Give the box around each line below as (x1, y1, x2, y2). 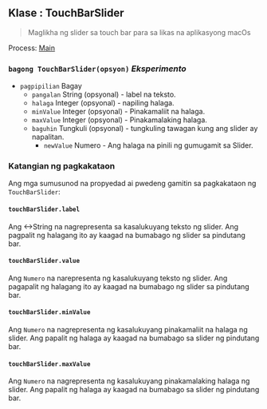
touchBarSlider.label (8, 205, 80, 213)
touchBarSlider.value (8, 257, 80, 265)
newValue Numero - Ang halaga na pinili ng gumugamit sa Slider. (43, 141, 253, 150)
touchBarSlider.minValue (8, 308, 91, 316)
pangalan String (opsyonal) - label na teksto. (31, 89, 177, 99)
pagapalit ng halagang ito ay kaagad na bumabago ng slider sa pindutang (8, 281, 249, 291)
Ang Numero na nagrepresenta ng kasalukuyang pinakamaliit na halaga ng (8, 325, 249, 335)
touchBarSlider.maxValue (8, 359, 91, 368)
